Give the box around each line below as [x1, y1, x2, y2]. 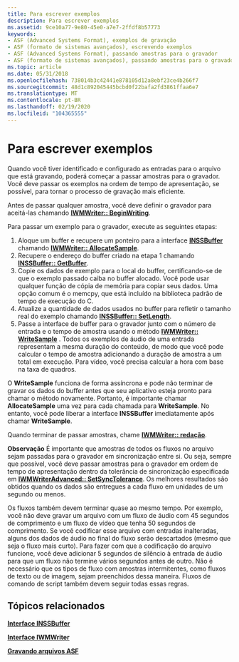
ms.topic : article [7, 63, 62, 71]
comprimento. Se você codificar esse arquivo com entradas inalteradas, [7, 526, 219, 535]
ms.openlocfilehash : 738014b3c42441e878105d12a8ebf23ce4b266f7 [7, 76, 199, 84]
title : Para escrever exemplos [7, 10, 100, 18]
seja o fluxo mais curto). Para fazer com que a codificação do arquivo [7, 541, 212, 550]
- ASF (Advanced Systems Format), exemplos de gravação [7, 37, 176, 44]
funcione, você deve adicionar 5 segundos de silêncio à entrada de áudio [7, 549, 223, 557]
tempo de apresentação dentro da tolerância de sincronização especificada [7, 467, 230, 475]
